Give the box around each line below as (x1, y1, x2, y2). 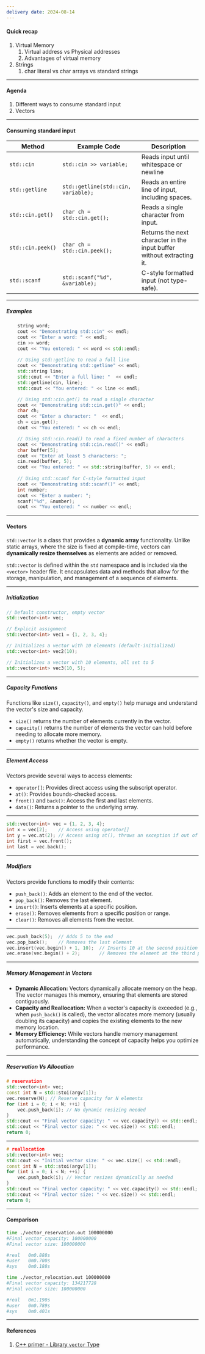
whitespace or (141, 160, 182, 169)
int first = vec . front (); (6, 838, 72, 845)
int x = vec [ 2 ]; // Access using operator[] (6, 827, 130, 833)
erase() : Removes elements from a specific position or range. (15, 909, 171, 917)
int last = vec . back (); (6, 843, 67, 850)
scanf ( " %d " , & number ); (17, 498, 75, 504)
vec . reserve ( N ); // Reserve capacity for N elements (6, 1095, 143, 1101)
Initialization (6, 594, 39, 602)
